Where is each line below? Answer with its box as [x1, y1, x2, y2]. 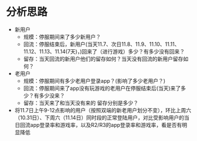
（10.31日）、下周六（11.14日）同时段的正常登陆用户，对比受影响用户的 [14, 114, 184, 121]
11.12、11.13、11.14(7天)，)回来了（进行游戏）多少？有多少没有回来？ [23, 48, 185, 55]
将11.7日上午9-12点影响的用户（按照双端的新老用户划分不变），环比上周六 [14, 106, 192, 113]
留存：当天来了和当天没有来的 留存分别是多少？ [23, 99, 139, 106]
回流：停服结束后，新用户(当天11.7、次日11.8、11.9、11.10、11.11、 [23, 41, 180, 48]
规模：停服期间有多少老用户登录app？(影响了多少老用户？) [23, 77, 166, 84]
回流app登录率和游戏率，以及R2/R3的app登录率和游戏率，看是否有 [19, 121, 182, 128]
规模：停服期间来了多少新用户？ [23, 33, 101, 40]
